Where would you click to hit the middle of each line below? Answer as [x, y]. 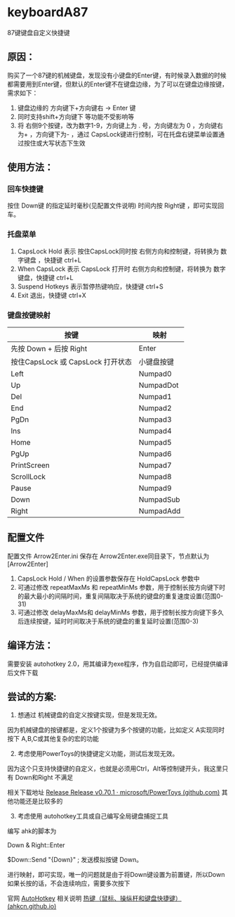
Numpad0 [155, 374]
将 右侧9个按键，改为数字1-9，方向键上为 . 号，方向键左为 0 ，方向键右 [120, 125]
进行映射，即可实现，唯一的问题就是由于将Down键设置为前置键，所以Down [116, 875]
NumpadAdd [160, 511]
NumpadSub [159, 500]
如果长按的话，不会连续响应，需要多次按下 [69, 883]
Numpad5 [155, 443]
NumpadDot [159, 386]
